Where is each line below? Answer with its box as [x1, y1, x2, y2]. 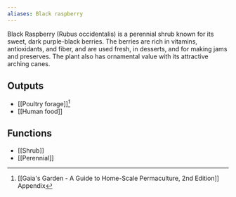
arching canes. [7, 59, 51, 68]
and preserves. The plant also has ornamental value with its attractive [7, 52, 209, 61]
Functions [7, 127, 53, 139]
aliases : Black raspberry [7, 10, 83, 18]
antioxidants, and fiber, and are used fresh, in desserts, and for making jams [7, 44, 228, 53]
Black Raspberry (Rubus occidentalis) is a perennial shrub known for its [7, 30, 214, 38]
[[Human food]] [17, 107, 63, 116]
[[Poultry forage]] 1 [17, 99, 70, 108]
